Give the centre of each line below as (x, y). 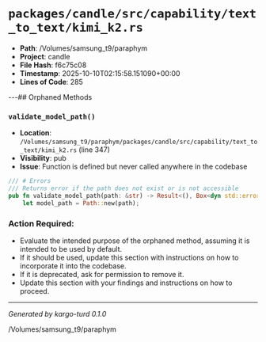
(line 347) (95, 150)
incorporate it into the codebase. (73, 266)
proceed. (34, 291)
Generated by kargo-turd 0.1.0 (57, 314)
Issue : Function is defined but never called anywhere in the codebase (133, 167)
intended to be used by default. (71, 249)
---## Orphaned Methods (50, 97)
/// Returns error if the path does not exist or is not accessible (123, 188)
